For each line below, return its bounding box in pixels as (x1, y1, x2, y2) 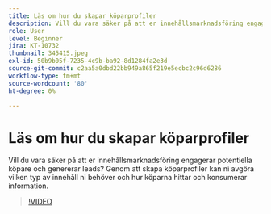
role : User (8, 27, 45, 35)
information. (8, 181, 49, 191)
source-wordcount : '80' (8, 79, 89, 87)
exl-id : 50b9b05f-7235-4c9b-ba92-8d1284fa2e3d (8, 57, 168, 65)
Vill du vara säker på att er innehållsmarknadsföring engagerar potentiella (8, 155, 252, 166)
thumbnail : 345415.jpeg (8, 49, 89, 57)
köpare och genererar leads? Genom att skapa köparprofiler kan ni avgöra (8, 164, 255, 174)
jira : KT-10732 (8, 42, 60, 50)
